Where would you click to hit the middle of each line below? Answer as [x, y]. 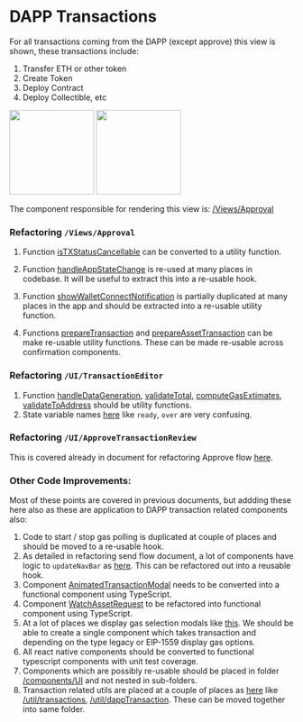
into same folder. [54, 709]
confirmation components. [72, 352]
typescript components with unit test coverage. [110, 662]
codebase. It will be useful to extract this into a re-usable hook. [139, 279]
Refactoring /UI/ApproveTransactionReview [103, 437]
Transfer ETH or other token [74, 69]
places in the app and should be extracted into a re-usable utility [142, 306]
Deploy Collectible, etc [64, 97]
